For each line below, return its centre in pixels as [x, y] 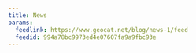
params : [21, 23]
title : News [28, 15]
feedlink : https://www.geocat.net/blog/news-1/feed [102, 30]
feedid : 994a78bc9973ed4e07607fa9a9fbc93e [86, 37]
